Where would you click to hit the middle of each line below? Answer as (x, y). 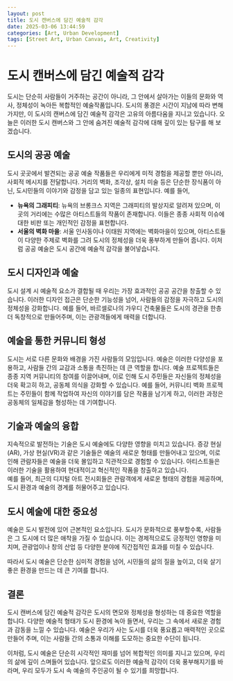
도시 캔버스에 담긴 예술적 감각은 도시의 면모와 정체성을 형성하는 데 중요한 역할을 (114, 612)
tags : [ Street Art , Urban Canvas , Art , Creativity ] (83, 40)
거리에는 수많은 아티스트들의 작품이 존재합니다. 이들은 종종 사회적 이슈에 (128, 214)
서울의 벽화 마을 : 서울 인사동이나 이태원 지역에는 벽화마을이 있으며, (106, 231)
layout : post (26, 14)
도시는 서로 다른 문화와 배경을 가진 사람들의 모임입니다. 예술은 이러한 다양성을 (112, 359)
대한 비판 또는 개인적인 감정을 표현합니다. (73, 222)
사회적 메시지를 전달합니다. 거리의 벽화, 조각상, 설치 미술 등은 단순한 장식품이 (111, 182)
